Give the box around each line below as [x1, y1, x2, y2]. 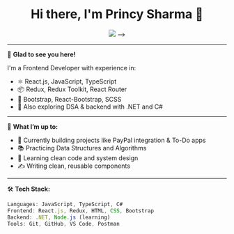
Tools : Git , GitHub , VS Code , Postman [7, 220, 120, 227]
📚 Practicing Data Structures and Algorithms [17, 143, 147, 152]
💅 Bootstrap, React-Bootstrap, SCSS [17, 95, 122, 103]
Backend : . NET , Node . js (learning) [7, 214, 111, 221]
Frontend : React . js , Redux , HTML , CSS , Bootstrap [7, 207, 155, 214]
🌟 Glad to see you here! [7, 50, 76, 58]
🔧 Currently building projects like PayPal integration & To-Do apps [17, 136, 206, 144]
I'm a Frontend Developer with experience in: [7, 63, 136, 72]
